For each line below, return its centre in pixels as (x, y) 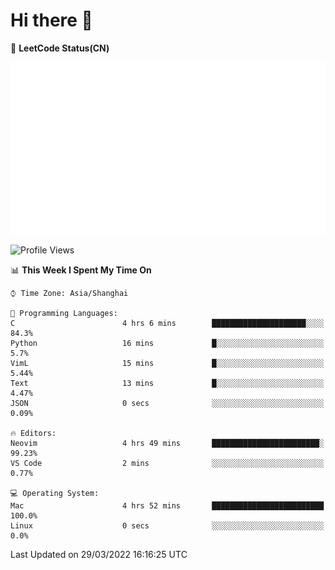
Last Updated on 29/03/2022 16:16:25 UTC (99, 554)
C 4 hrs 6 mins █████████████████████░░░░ (167, 323)
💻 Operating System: (55, 493)
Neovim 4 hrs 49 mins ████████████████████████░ (167, 443)
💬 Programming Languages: (64, 313)
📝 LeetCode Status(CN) (60, 48)
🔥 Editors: (33, 433)
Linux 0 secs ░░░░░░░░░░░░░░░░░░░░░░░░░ (167, 525)
